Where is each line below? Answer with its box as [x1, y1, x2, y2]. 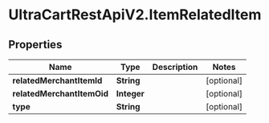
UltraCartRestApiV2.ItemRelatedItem [8, 6, 262, 24]
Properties [8, 38, 63, 51]
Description [152, 62, 198, 72]
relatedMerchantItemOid [12, 88, 108, 99]
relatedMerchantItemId [12, 75, 103, 86]
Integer [116, 88, 145, 99]
